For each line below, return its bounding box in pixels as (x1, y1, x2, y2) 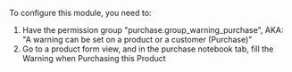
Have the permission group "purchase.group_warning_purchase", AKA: (21, 25, 284, 35)
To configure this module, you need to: (9, 8, 152, 18)
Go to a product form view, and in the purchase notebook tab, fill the (21, 44, 274, 54)
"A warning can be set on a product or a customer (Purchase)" (21, 35, 253, 44)
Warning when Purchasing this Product (21, 53, 167, 63)
